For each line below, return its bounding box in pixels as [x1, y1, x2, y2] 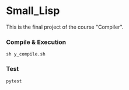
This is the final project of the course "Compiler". [6, 23, 124, 30]
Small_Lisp [6, 4, 60, 18]
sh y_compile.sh [6, 51, 46, 57]
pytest [6, 78, 22, 84]
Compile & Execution [6, 38, 67, 46]
